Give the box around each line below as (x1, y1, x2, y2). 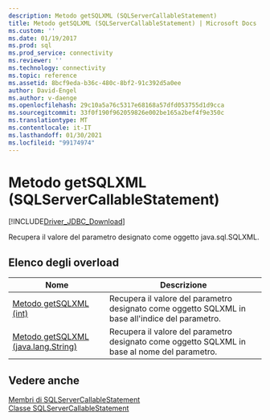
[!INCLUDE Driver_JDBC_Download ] (8, 217, 126, 226)
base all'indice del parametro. (109, 313, 221, 324)
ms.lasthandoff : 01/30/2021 (8, 131, 103, 139)
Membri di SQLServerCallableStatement (8, 395, 141, 405)
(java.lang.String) (12, 341, 78, 353)
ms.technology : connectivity (8, 64, 106, 72)
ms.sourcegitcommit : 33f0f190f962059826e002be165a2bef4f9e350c (8, 109, 225, 117)
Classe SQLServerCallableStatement (8, 403, 129, 414)
